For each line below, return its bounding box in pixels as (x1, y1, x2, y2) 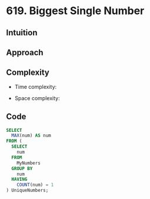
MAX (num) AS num (11, 132, 51, 139)
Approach (6, 47, 44, 57)
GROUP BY (11, 165, 33, 171)
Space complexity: (14, 94, 60, 101)
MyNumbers (16, 160, 41, 166)
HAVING (11, 177, 28, 183)
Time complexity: (14, 83, 57, 90)
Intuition (6, 28, 38, 38)
